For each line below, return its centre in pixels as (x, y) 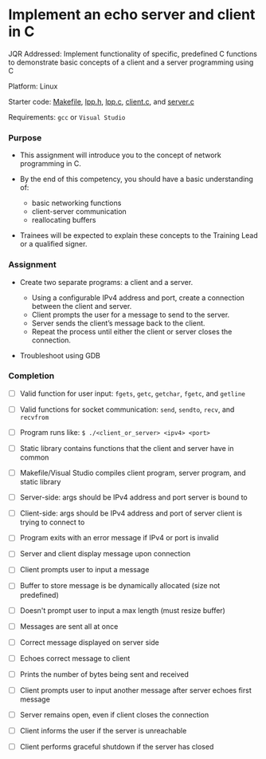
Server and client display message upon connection (105, 554)
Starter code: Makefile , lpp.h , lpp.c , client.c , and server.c (102, 101)
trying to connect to (52, 522)
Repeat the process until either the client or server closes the (132, 331)
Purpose (25, 137)
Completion (31, 376)
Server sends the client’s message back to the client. (118, 323)
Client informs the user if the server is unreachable (103, 730)
